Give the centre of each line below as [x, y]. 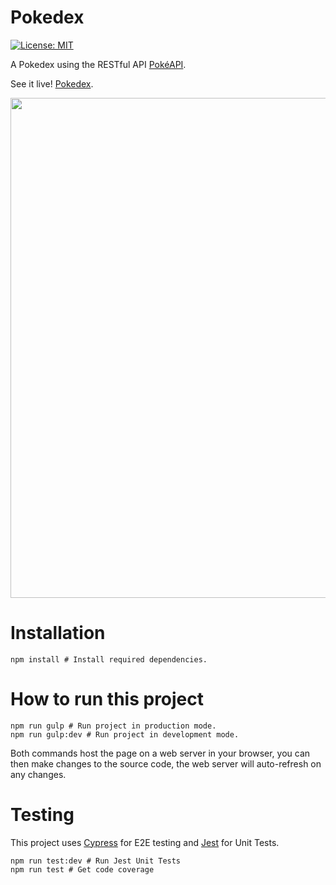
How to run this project [107, 699]
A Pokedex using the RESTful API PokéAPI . [98, 64]
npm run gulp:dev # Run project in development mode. [125, 734]
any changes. [38, 774]
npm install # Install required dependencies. [109, 659]
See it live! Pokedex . [52, 83]
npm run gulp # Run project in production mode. [113, 726]
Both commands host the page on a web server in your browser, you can [160, 753]
